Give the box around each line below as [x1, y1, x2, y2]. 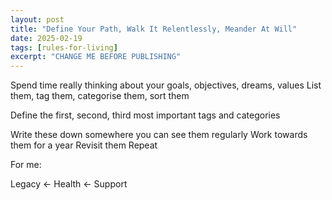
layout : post [10, 14, 65, 25]
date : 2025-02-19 [10, 33, 83, 43]
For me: [10, 159, 42, 171]
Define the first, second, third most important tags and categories [10, 109, 281, 121]
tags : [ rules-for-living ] [10, 42, 118, 53]
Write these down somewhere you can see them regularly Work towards [10, 129, 308, 141]
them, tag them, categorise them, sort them [10, 90, 190, 102]
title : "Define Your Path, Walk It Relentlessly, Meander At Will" [10, 24, 298, 34]
